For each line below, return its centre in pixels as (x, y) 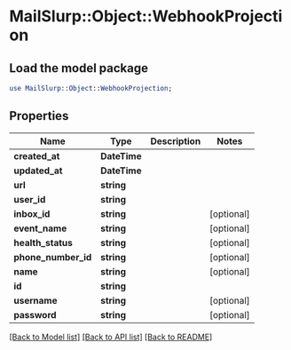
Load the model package (79, 68)
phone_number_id (53, 257)
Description (176, 141)
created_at (37, 155)
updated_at (38, 171)
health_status (43, 243)
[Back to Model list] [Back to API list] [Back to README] (111, 337)
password (35, 314)
